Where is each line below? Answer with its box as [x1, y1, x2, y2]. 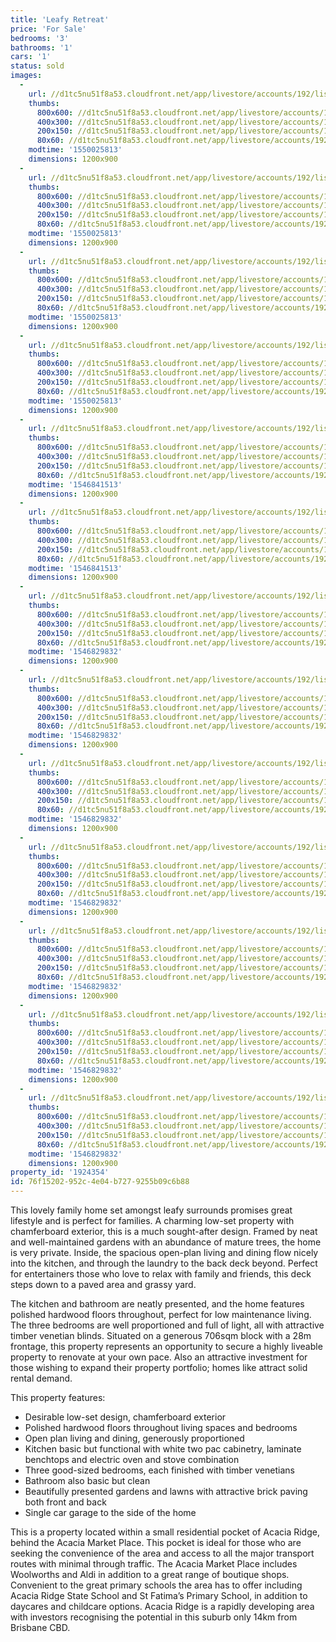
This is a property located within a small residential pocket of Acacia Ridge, [10, 1526, 320, 1538]
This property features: [10, 1392, 106, 1403]
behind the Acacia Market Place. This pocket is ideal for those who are [10, 1537, 302, 1548]
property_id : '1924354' [10, 1167, 110, 1178]
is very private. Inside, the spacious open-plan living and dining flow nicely [10, 1247, 319, 1258]
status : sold [10, 61, 65, 71]
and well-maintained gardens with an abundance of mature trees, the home [10, 1236, 322, 1248]
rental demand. [10, 1372, 73, 1384]
